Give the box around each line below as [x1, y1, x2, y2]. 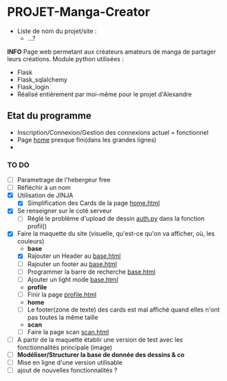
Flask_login [17, 83, 50, 91]
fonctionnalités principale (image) [17, 343, 113, 351]
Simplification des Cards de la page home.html [27, 199, 160, 207]
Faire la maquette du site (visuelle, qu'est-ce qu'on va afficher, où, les [17, 230, 215, 238]
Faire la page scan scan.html [27, 327, 109, 336]
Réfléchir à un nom [17, 184, 71, 192]
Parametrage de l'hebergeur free [17, 176, 111, 184]
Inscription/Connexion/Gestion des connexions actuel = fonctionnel [17, 128, 208, 136]
